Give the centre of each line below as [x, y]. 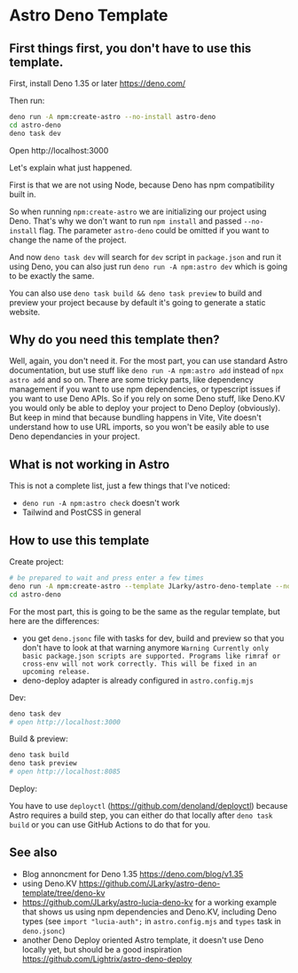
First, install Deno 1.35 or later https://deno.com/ [98, 83]
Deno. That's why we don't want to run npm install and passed [125, 221]
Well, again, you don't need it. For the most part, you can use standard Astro [149, 361]
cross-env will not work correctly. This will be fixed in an [139, 664]
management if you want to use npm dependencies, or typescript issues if [145, 389]
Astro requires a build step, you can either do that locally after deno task [141, 815]
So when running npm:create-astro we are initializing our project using [138, 211]
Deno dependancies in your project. [74, 437]
